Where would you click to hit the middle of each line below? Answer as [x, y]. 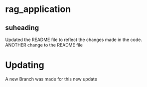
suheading [22, 28]
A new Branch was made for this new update [51, 79]
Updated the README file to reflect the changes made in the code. [73, 39]
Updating [25, 65]
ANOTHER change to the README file [44, 45]
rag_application [38, 9]
